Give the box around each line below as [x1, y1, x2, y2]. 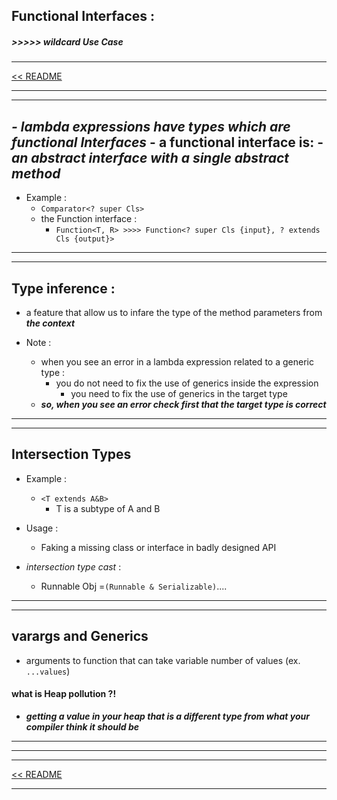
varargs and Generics [11, 628, 149, 645]
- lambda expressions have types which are [11, 118, 291, 135]
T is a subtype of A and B [55, 502, 161, 514]
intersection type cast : [25, 560, 122, 573]
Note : [25, 336, 52, 348]
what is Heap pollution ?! [11, 688, 117, 700]
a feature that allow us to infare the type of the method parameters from [25, 306, 323, 318]
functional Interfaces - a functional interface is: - [11, 134, 324, 151]
